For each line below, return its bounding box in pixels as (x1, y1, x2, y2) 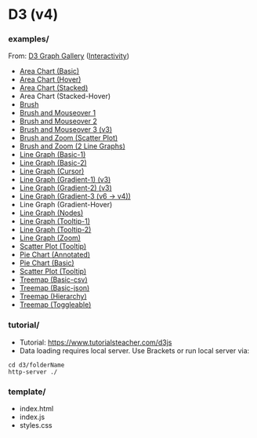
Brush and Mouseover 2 (19, 116, 98, 126)
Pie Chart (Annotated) (19, 250, 91, 260)
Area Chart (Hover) (19, 75, 81, 84)
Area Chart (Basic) (19, 67, 80, 76)
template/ (8, 386, 46, 397)
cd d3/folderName (8, 361, 65, 369)
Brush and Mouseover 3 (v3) (19, 125, 113, 134)
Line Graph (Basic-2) (19, 159, 88, 168)
